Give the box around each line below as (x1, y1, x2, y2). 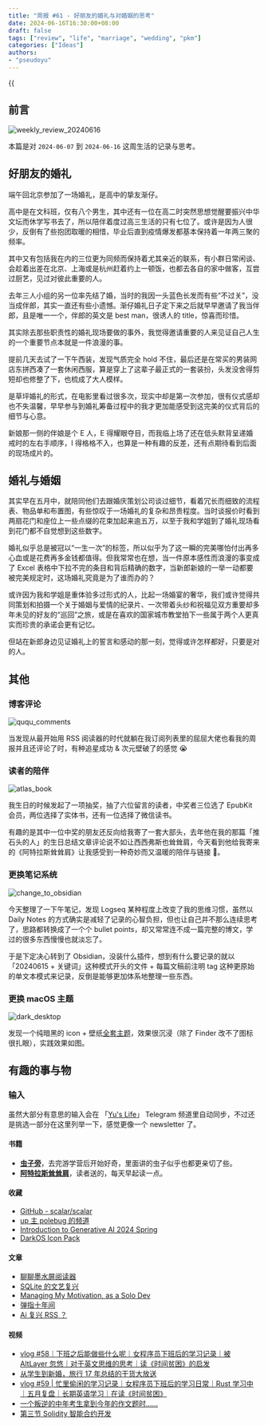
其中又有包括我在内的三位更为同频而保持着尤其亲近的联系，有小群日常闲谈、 (8, 253, 260, 263)
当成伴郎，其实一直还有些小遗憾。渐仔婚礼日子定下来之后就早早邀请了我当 (8, 300, 253, 310)
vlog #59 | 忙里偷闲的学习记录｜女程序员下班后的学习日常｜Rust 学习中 (19, 1379, 254, 1388)
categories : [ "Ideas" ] (8, 41, 84, 49)
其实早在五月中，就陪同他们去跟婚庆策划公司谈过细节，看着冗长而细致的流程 (8, 496, 260, 506)
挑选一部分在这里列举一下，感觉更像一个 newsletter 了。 (14, 1119, 201, 1129)
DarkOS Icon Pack (19, 1233, 81, 1242)
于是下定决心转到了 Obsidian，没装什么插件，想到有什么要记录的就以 (8, 951, 235, 961)
